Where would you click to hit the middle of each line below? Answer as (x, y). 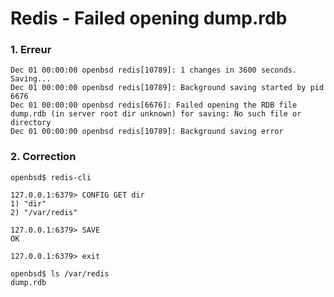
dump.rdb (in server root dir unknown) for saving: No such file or (156, 114)
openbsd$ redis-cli (51, 177)
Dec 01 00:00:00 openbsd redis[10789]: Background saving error (147, 132)
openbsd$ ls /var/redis (60, 273)
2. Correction (43, 157)
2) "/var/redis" (44, 212)
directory (31, 123)
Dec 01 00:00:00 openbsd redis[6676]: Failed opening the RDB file (154, 105)
